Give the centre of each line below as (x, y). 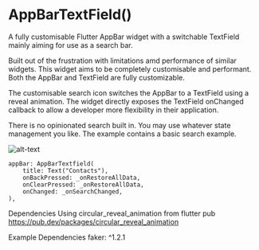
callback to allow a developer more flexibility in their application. (114, 110)
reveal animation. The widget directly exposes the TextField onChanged (126, 101)
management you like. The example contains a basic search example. (122, 134)
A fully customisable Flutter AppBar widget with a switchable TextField (124, 37)
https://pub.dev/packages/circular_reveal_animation (94, 221)
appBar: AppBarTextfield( (51, 164)
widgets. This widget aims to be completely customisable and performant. (130, 68)
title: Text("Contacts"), (66, 170)
